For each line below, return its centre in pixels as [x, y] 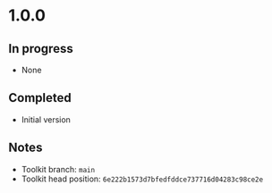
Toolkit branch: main [58, 169]
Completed [40, 98]
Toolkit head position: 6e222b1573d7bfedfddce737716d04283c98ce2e [142, 179]
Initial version [46, 119]
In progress [41, 49]
